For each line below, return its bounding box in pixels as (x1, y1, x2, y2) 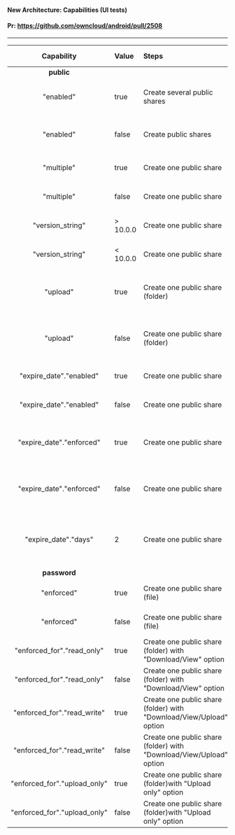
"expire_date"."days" (24, 534, 94, 544)
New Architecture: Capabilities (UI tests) (7, 6, 127, 14)
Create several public (143, 87, 213, 97)
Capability (41, 51, 77, 61)
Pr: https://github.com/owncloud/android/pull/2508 (7, 22, 163, 30)
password (42, 568, 76, 577)
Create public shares (143, 129, 212, 139)
